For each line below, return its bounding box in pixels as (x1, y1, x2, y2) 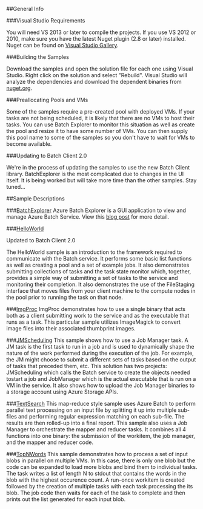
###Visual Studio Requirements (6, 17, 85, 24)
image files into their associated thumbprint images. (6, 325, 136, 332)
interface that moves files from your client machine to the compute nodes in (6, 287, 196, 294)
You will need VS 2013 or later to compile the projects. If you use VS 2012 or (6, 29, 196, 36)
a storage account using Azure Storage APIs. (6, 388, 119, 395)
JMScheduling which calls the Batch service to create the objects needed (6, 369, 190, 376)
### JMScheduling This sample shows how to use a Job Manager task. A (6, 336, 189, 344)
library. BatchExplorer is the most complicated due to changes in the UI (6, 170, 184, 177)
